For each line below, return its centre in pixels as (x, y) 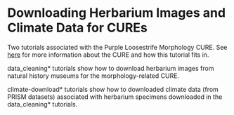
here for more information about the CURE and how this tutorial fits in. (108, 55)
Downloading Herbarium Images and (117, 13)
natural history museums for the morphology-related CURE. (93, 76)
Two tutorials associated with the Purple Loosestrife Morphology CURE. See (117, 47)
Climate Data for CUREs (77, 28)
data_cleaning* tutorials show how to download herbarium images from (111, 68)
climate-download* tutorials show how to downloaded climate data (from (113, 89)
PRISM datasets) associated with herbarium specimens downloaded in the (115, 97)
